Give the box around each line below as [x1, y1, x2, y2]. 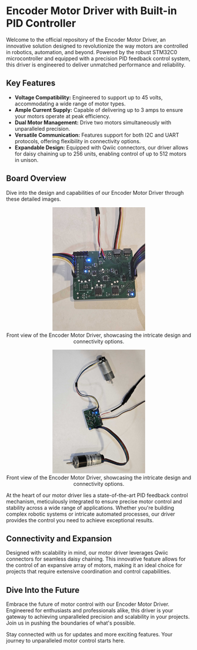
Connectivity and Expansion [6, 533, 112, 543]
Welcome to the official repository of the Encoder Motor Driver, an [6, 36, 166, 43]
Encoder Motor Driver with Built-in [6, 4, 178, 18]
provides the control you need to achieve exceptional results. [6, 516, 154, 523]
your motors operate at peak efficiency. [14, 112, 111, 120]
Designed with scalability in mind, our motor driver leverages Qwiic [6, 549, 169, 556]
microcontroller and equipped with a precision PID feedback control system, [6, 55, 191, 62]
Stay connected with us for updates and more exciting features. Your [6, 631, 173, 638]
